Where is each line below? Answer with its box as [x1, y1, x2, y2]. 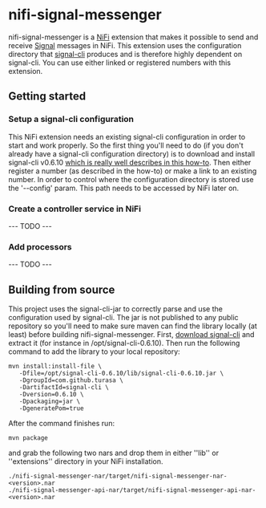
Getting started [8, 90, 87, 104]
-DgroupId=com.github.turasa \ [18, 376, 124, 384]
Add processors [8, 241, 72, 252]
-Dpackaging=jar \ [18, 397, 81, 406]
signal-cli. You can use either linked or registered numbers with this [8, 58, 231, 67]
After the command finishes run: [8, 419, 115, 429]
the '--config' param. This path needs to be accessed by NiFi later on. [8, 183, 240, 193]
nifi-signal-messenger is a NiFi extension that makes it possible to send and [8, 32, 259, 42]
